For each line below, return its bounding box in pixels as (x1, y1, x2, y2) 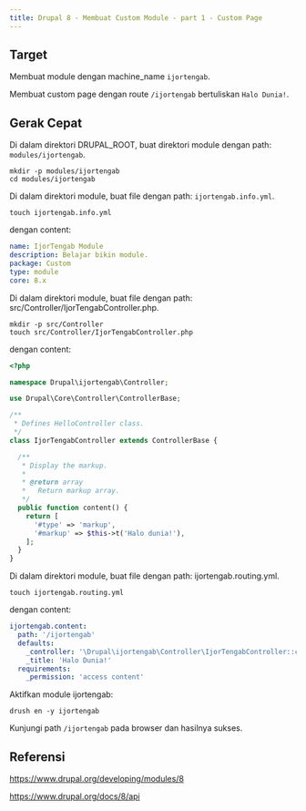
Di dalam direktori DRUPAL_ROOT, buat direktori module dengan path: (9, 139, 271, 150)
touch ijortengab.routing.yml (9, 589, 125, 598)
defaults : (17, 639, 55, 648)
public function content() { (17, 503, 128, 512)
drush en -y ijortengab (9, 707, 100, 716)
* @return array (21, 477, 84, 488)
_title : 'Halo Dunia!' (25, 655, 112, 665)
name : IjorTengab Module (9, 242, 104, 252)
